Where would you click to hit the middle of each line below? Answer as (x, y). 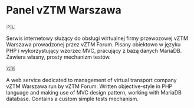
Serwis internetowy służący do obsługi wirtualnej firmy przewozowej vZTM (97, 38)
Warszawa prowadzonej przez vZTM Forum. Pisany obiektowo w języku (93, 44)
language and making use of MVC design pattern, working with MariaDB (94, 92)
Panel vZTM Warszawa (64, 10)
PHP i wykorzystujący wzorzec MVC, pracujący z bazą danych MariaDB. (94, 50)
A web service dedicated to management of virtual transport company (91, 80)
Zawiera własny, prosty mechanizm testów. (58, 57)
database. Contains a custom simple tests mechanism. (72, 99)
